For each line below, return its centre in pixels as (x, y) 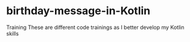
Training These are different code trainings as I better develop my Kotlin (95, 27)
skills (13, 33)
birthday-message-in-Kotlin (78, 11)
